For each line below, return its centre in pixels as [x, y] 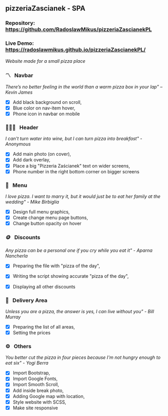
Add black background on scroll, [47, 102]
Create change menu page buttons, [50, 218]
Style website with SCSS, [40, 402]
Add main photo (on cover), [42, 154]
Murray [13, 317]
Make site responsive [35, 408]
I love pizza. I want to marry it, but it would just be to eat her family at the [83, 196]
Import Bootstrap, [31, 373]
